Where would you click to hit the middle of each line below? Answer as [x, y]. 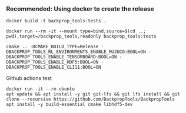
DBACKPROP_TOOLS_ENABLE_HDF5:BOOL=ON [52, 62]
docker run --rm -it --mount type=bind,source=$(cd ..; [76, 31]
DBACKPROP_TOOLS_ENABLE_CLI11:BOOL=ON [54, 67]
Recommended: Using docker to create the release [80, 9]
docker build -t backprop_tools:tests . [57, 21]
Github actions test [29, 78]
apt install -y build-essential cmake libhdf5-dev [69, 105]
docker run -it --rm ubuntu [41, 89]
